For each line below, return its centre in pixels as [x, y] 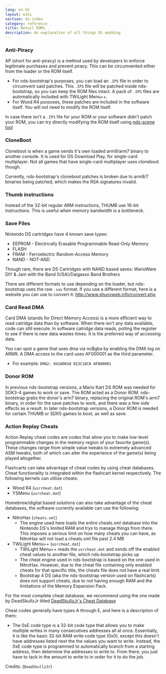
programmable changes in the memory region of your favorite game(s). [78, 442]
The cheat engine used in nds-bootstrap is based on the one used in [90, 560]
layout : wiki [19, 14]
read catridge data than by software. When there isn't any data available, [80, 323]
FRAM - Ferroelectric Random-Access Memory [60, 254]
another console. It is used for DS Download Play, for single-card [71, 156]
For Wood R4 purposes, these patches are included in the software [81, 102]
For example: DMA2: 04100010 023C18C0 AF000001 [62, 363]
